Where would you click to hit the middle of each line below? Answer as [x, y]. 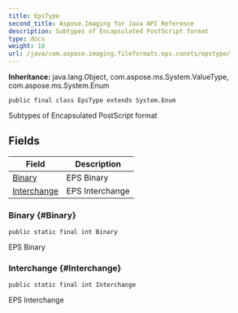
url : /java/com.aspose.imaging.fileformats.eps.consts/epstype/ [119, 54]
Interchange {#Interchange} [65, 268]
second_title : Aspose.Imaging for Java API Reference [102, 24]
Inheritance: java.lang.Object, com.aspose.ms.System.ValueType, [119, 77]
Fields [24, 141]
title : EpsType [34, 16]
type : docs [27, 39]
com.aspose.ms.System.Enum [59, 85]
